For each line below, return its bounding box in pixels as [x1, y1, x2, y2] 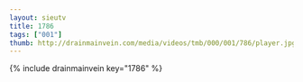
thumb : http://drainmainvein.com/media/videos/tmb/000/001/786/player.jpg [9, 38, 297, 48]
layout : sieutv [9, 13, 67, 23]
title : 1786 [9, 22, 54, 31]
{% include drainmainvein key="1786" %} [9, 63, 163, 74]
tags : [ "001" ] [9, 30, 63, 39]
